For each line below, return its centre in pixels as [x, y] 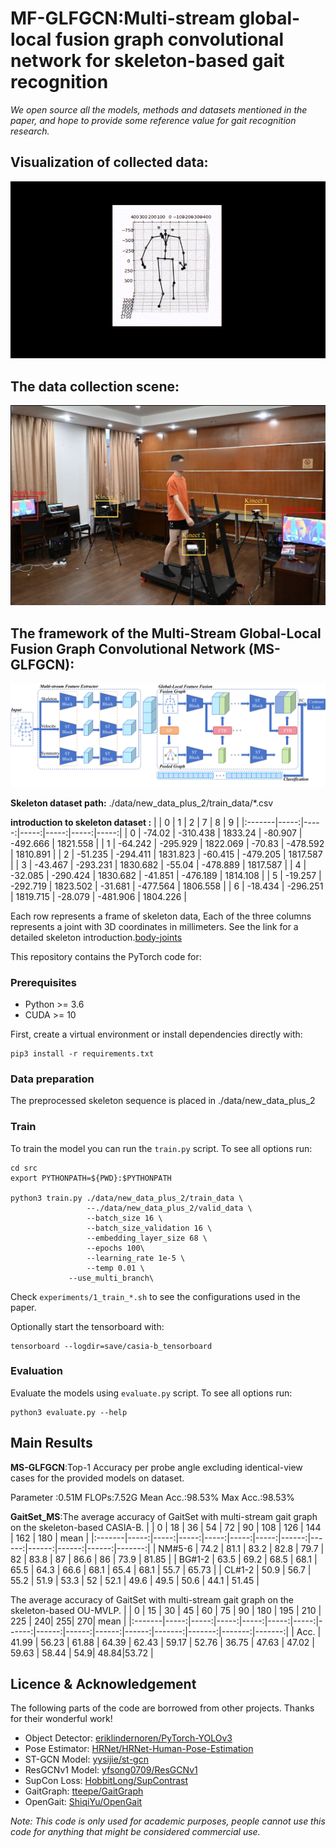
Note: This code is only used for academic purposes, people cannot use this [168, 1821]
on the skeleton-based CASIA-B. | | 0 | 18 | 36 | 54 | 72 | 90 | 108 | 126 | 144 [166, 1527]
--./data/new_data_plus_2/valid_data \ [169, 1208]
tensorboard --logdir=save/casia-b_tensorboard [111, 1346]
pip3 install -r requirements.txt [82, 1053]
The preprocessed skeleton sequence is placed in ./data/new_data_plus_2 [163, 1101]
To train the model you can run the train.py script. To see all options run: [161, 1148]
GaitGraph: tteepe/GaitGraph [84, 1791]
